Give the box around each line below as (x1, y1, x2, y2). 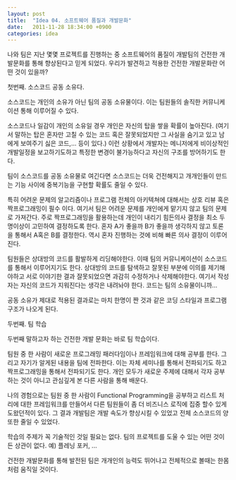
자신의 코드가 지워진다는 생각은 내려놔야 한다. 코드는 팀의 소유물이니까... (20, 281, 218, 290)
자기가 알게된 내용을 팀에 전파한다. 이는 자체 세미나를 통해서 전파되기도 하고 (20, 359, 228, 367)
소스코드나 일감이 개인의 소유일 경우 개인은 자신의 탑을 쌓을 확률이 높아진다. (7, 121, 214, 130)
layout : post (7, 10, 46, 18)
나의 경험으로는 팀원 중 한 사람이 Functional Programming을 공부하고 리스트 (7, 391, 217, 400)
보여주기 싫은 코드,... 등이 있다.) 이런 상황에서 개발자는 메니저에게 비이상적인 (20, 139, 229, 148)
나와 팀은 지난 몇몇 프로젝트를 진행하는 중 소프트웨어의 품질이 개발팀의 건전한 (7, 50, 218, 59)
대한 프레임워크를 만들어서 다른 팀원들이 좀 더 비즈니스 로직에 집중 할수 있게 (20, 400, 228, 409)
